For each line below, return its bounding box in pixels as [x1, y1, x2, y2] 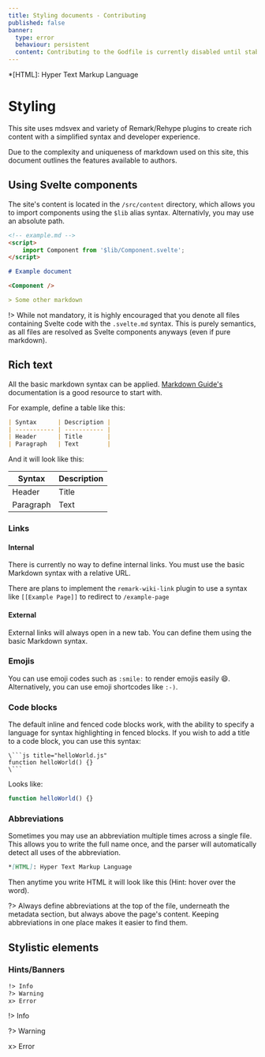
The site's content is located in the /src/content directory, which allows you [8, 199, 256, 209]
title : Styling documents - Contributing [8, 11, 147, 20]
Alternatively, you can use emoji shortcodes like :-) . [8, 682, 178, 691]
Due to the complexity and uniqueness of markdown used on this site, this [8, 147, 249, 156]
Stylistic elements [8, 940, 99, 954]
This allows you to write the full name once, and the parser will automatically [8, 839, 257, 849]
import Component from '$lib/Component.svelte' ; [22, 246, 185, 254]
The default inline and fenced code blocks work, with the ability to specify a [8, 719, 255, 730]
